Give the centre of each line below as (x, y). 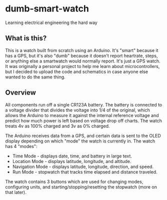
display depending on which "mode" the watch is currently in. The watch (80, 141)
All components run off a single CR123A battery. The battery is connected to (84, 104)
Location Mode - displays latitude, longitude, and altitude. (72, 161)
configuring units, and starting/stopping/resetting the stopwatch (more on (81, 187)
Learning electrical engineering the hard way (51, 22)
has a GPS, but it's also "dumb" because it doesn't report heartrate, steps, (81, 55)
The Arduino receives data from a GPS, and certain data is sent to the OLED (83, 135)
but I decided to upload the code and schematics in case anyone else (77, 71)
